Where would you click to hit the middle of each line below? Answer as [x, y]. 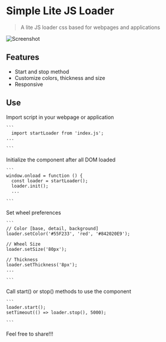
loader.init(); [30, 186]
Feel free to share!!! [30, 334]
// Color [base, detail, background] [52, 228]
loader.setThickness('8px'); [42, 264]
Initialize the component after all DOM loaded [61, 159]
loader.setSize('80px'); [36, 249]
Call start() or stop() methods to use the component [69, 291]
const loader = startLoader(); [50, 181]
